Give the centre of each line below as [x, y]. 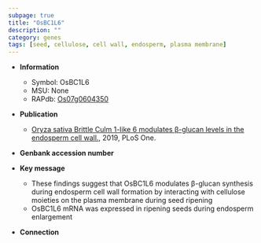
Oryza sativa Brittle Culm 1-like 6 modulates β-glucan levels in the [138, 130]
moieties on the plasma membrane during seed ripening [122, 201]
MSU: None [50, 90]
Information [39, 67]
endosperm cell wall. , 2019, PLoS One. [94, 138]
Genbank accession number [66, 153]
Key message [42, 168]
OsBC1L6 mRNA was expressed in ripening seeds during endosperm [142, 208]
